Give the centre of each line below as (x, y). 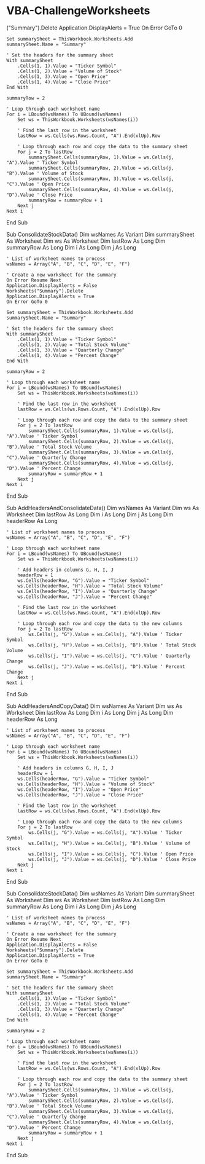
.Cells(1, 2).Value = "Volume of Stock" (70, 71)
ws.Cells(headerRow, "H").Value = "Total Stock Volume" (91, 586)
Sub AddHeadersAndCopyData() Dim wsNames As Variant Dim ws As (94, 706)
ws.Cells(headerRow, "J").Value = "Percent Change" (85, 597)
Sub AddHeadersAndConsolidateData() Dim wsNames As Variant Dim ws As (103, 508)
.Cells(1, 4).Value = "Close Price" (64, 82)
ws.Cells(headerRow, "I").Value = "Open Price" (79, 789)
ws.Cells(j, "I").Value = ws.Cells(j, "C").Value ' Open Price (111, 854)
